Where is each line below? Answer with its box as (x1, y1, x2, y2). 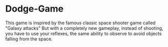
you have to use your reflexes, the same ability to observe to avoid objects (5, 30, 162, 36)
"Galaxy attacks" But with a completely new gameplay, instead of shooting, (5, 25, 163, 31)
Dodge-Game (5, 3, 64, 15)
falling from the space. (5, 36, 53, 42)
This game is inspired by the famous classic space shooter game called (5, 20, 156, 26)
